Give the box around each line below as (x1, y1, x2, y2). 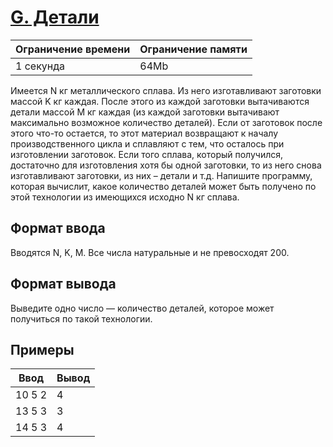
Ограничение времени (15, 42, 131, 56)
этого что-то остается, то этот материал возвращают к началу (10, 127, 279, 139)
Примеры (10, 341, 75, 358)
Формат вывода (10, 276, 117, 293)
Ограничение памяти (139, 42, 248, 56)
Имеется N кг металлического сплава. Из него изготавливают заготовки (10, 84, 322, 96)
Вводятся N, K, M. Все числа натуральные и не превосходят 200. (10, 246, 290, 258)
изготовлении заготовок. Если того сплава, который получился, (10, 148, 284, 160)
